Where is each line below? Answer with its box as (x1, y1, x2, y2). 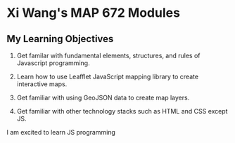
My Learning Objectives (6, 33, 114, 45)
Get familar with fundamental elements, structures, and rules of (16, 51, 201, 60)
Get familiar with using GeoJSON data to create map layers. (16, 93, 190, 102)
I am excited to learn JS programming (6, 128, 115, 136)
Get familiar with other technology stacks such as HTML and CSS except (16, 107, 228, 115)
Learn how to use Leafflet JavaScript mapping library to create (16, 72, 198, 81)
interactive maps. (16, 80, 68, 88)
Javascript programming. (16, 59, 90, 67)
